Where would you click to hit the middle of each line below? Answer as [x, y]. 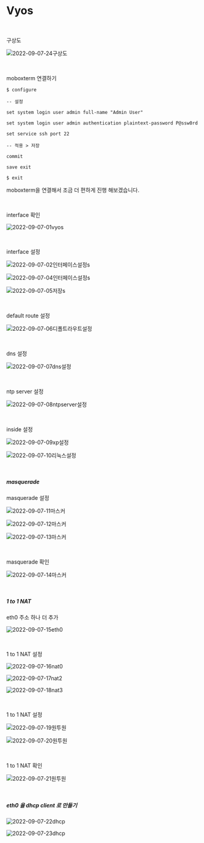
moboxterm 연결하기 [31, 78]
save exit [19, 167]
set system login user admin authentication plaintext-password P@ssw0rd [102, 123]
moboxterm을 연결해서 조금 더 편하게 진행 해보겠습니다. [73, 190]
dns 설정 [17, 353]
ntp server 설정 [25, 391]
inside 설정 [20, 429]
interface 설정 [24, 251]
